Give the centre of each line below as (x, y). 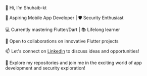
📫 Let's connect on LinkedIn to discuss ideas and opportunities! (72, 51)
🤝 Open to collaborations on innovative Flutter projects (62, 41)
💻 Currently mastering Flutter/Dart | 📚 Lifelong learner (63, 29)
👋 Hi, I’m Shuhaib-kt (26, 8)
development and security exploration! (45, 68)
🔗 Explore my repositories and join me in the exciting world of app (74, 63)
